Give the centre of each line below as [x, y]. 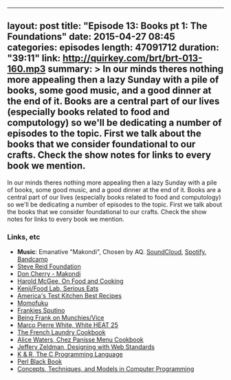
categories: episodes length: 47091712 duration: [113, 48]
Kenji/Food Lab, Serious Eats [58, 288]
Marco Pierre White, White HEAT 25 [67, 325]
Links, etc [24, 237]
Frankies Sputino [41, 310]
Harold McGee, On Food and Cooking [70, 281]
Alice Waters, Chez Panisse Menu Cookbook [80, 340]
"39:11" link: [34, 58]
